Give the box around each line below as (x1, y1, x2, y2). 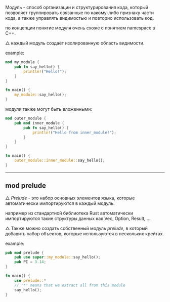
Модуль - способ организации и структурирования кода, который (5, 5, 148, 10)
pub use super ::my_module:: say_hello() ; (14, 255, 101, 260)
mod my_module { (5, 60, 39, 65)
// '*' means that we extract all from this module (14, 283, 125, 288)
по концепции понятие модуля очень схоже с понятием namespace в (5, 25, 155, 31)
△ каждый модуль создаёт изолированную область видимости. (5, 40, 145, 46)
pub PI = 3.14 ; (14, 260, 47, 265)
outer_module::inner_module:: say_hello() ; (14, 158, 105, 163)
